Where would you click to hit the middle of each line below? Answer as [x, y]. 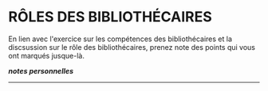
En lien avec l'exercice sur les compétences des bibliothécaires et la [120, 39]
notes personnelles [41, 70]
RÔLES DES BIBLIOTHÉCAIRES [110, 17]
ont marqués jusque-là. [47, 55]
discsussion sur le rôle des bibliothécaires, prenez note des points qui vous [132, 47]
